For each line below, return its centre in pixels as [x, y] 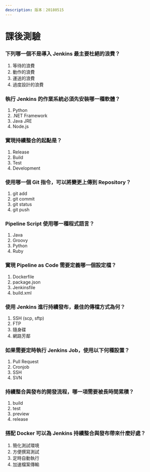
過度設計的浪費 [28, 85]
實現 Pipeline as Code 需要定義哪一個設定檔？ [61, 265]
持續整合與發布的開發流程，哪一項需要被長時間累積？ [70, 392]
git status [22, 204]
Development [26, 168]
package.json [27, 282]
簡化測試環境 [26, 445]
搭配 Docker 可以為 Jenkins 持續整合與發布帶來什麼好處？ [76, 434]
